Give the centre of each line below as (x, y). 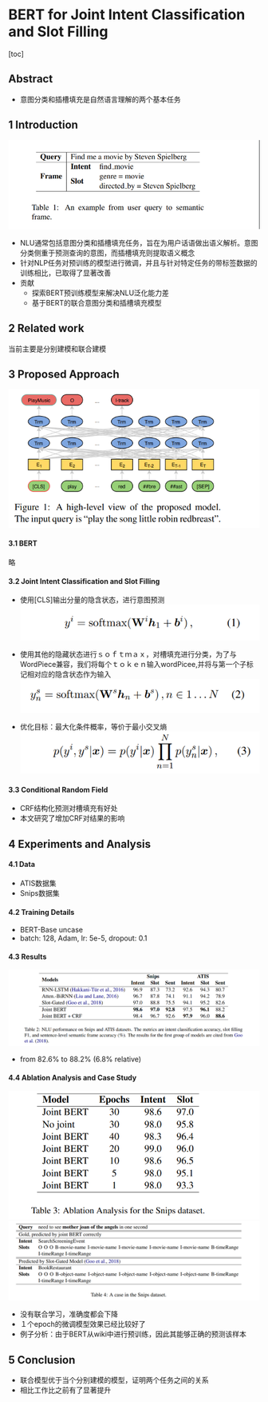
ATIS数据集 (38, 883)
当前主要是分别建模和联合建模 (57, 349)
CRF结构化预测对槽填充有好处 (69, 809)
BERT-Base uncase (51, 930)
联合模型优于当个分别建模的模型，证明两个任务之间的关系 (114, 1380)
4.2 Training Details (41, 912)
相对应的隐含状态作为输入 (69, 674)
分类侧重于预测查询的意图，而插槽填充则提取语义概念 (107, 253)
